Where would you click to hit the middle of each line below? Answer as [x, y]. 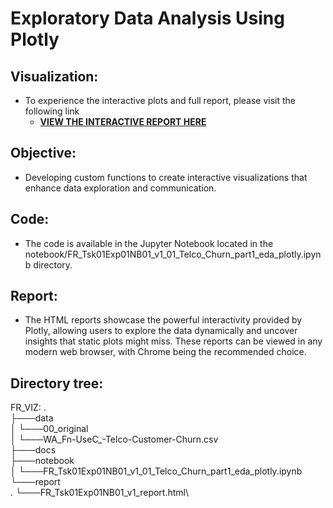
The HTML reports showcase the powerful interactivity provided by [163, 320]
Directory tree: [57, 383]
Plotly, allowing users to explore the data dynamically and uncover [161, 331]
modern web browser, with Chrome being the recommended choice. [165, 352]
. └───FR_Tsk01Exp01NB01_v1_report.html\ [100, 493]
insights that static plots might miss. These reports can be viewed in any [173, 341]
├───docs [33, 450]
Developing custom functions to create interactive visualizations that [166, 177]
